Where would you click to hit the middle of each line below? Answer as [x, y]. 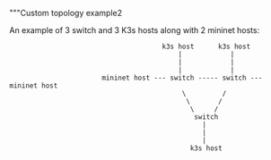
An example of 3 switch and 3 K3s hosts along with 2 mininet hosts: [135, 30]
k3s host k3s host [206, 46]
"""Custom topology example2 [66, 13]
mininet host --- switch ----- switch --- [182, 78]
